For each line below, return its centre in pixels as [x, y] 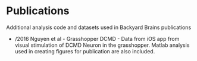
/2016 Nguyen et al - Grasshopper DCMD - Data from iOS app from [97, 38]
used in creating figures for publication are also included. [85, 51]
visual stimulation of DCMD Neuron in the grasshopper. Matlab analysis [102, 45]
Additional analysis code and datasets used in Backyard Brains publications [99, 27]
